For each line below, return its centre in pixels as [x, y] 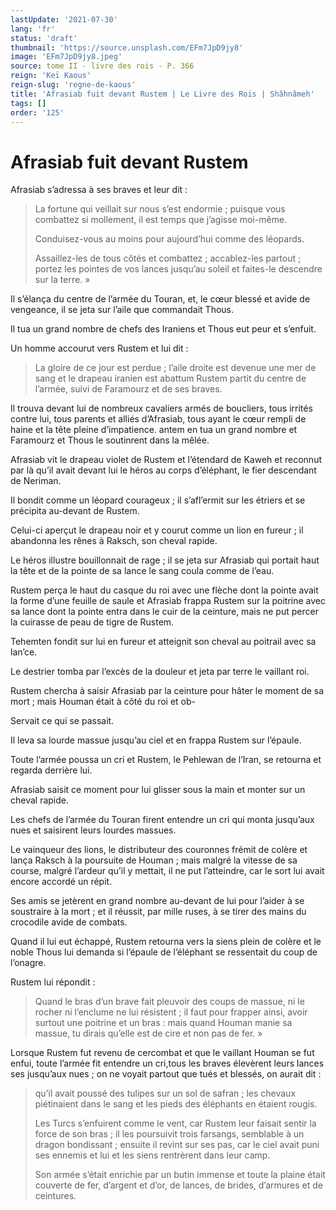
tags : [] [28, 103]
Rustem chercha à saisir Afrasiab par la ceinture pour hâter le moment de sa [167, 691]
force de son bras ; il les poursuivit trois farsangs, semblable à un [169, 1134]
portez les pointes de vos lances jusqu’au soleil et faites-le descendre [178, 269]
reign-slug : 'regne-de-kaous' [73, 85]
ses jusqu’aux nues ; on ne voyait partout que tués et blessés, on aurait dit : [166, 1074]
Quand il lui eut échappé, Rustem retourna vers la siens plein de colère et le [166, 942]
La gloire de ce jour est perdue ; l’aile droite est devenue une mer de [175, 368]
